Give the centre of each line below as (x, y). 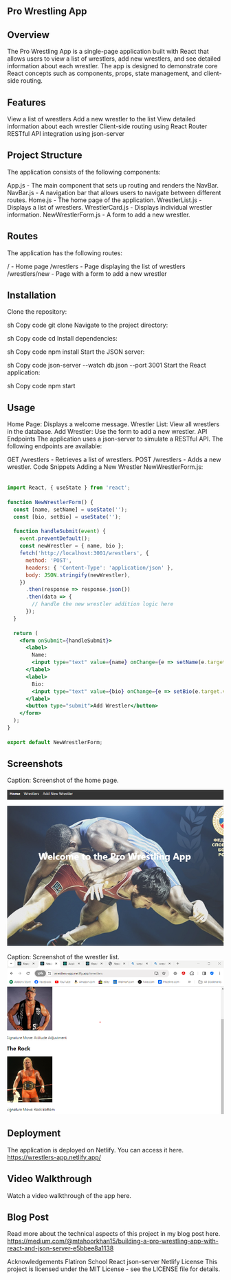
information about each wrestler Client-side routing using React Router (107, 126)
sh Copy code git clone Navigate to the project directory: (88, 325)
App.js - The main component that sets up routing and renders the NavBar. (113, 185)
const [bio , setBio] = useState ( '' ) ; (67, 517)
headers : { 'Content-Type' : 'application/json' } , (99, 568)
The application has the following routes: (65, 253)
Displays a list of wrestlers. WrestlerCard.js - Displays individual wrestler (110, 207)
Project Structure (45, 156)
